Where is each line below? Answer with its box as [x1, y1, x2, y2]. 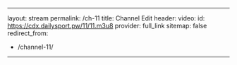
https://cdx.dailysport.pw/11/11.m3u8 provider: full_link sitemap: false [7, 22, 207, 30]
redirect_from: [7, 29, 49, 37]
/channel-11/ [17, 43, 54, 51]
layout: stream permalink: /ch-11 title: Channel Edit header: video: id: [7, 14, 205, 22]
